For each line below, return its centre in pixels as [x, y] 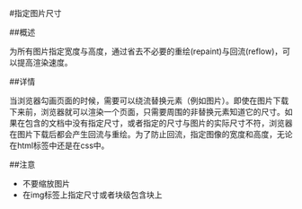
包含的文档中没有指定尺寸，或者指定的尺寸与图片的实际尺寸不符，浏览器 [159, 123]
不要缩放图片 [46, 183]
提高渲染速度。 [44, 62]
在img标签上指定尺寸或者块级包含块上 [93, 195]
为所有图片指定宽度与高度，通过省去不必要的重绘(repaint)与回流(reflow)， [146, 51]
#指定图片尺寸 [36, 13]
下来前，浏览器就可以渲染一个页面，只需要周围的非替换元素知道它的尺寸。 [147, 112]
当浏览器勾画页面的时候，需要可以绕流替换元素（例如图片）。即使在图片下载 [149, 100]
